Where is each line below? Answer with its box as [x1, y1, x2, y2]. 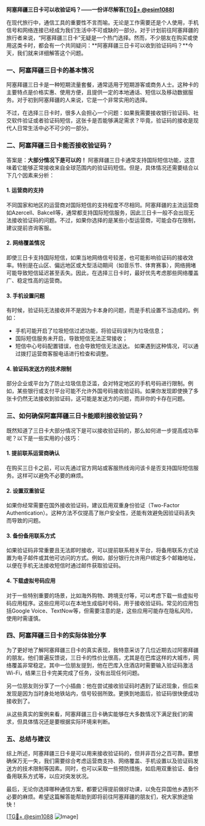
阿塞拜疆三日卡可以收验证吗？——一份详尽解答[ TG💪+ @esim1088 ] [6, 6, 175, 13]
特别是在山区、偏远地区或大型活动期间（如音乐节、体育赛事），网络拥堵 [16, 262, 196, 269]
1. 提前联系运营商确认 [6, 449, 60, 457]
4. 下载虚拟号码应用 [6, 577, 56, 584]
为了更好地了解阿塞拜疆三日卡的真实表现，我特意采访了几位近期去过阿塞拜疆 [6, 646, 199, 653]
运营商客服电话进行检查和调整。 [31, 350, 112, 357]
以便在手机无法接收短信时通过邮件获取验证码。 [6, 562, 124, 569]
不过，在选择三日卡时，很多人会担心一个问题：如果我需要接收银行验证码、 [6, 109, 193, 116]
